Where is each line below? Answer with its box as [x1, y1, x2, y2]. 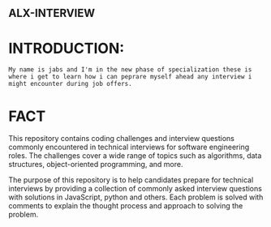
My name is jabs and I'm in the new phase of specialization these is [8, 66, 252, 74]
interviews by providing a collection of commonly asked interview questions [8, 184, 262, 194]
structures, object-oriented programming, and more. [8, 160, 183, 169]
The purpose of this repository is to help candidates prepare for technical [8, 175, 254, 185]
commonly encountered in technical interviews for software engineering [8, 142, 250, 152]
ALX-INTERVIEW [8, 6, 96, 20]
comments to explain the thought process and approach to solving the [8, 201, 243, 211]
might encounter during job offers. [8, 80, 132, 88]
